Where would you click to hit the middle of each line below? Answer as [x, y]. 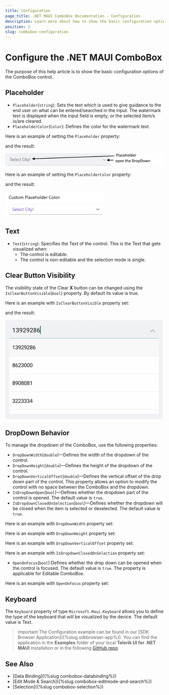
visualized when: [30, 249]
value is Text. [19, 622]
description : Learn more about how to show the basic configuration [78, 21]
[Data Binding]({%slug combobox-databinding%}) [64, 676]
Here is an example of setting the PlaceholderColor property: [68, 174]
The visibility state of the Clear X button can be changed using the [74, 287]
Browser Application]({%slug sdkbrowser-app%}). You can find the [87, 637]
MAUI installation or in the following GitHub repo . [68, 648]
